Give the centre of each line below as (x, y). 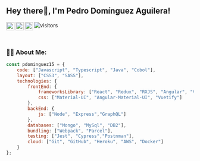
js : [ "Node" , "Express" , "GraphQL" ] (82, 114)
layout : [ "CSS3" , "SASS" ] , (50, 75)
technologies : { (37, 81)
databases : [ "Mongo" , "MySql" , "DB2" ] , (77, 125)
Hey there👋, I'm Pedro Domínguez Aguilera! (88, 11)
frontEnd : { (43, 87)
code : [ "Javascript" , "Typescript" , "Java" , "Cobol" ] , (86, 70)
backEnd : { (41, 109)
